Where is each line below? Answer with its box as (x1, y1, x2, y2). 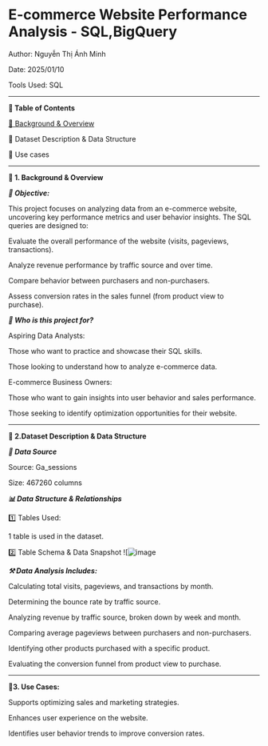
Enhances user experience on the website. (8, 712, 149, 722)
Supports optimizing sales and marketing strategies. (8, 697, 179, 707)
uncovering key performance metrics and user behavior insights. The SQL (8, 212, 251, 222)
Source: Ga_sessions (8, 462, 77, 471)
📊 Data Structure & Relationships (8, 494, 122, 503)
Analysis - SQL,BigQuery (8, 22, 178, 41)
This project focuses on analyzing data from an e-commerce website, (8, 203, 238, 213)
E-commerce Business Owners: (8, 377, 112, 387)
